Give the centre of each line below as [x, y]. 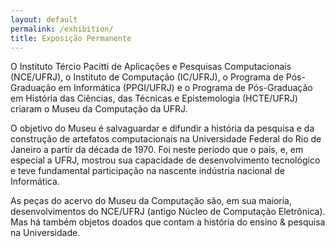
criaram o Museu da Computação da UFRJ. [99, 109]
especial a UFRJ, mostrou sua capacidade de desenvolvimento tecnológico [165, 160]
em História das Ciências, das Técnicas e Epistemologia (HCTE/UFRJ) [154, 98]
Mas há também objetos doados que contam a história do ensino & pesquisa [168, 222]
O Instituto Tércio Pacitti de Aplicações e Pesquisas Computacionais [151, 67]
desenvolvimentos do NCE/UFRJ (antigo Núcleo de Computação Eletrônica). [168, 212]
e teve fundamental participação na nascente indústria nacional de [147, 171]
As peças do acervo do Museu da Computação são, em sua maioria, [151, 201]
